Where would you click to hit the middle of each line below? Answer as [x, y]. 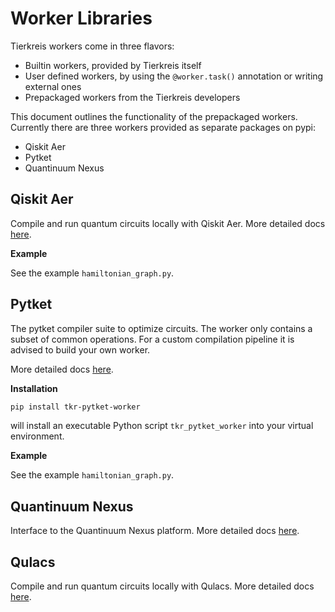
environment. [37, 436]
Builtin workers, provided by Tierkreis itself [113, 65]
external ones [53, 86]
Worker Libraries [81, 18]
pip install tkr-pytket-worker [75, 407]
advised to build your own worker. [80, 349]
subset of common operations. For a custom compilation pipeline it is [152, 339]
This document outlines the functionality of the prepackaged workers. [154, 116]
